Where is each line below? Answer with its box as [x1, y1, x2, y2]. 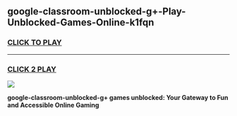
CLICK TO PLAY [7, 38, 62, 48]
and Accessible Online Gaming [7, 101, 99, 109]
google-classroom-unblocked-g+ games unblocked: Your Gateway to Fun [7, 93, 229, 101]
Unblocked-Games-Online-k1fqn [7, 17, 154, 29]
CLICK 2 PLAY [7, 64, 56, 74]
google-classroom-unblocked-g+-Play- [7, 6, 186, 18]
